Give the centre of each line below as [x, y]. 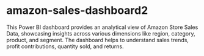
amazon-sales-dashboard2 [77, 11]
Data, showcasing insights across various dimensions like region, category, [101, 33]
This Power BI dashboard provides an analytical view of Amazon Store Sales [102, 27]
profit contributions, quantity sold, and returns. [65, 46]
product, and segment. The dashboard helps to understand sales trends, [98, 40]
